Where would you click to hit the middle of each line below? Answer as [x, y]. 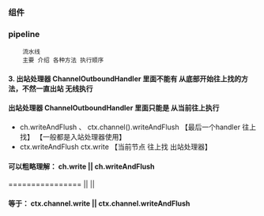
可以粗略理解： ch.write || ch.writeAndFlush [81, 166]
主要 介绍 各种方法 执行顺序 [63, 61]
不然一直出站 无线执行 [57, 88]
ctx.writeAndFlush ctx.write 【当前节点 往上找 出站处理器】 [115, 147]
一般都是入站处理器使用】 [84, 137]
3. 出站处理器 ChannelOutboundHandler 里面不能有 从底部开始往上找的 [125, 78]
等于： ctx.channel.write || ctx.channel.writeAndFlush [99, 203]
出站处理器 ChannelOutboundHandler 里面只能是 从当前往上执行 [114, 108]
